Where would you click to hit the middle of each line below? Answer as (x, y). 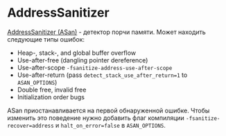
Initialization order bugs (51, 97)
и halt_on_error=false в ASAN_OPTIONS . (111, 125)
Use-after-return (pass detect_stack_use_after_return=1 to (102, 75)
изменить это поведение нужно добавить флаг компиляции (96, 118)
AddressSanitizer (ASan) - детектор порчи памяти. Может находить (106, 32)
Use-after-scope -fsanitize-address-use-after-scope (95, 67)
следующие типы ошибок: (46, 39)
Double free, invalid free (52, 90)
